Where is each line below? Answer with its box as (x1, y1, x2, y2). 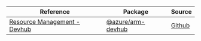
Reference (39, 8, 70, 15)
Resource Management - (9, 18, 81, 26)
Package (123, 8, 148, 15)
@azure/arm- (106, 18, 145, 26)
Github (170, 21, 190, 29)
